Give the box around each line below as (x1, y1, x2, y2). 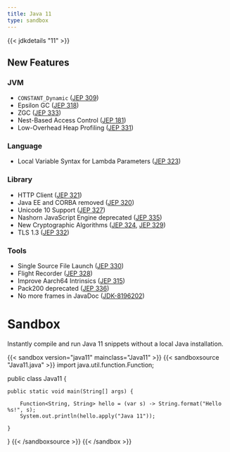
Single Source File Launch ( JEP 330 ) (17, 262, 124, 270)
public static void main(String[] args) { (7, 388, 134, 395)
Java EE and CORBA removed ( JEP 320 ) (17, 198, 135, 206)
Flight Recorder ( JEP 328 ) (17, 269, 93, 278)
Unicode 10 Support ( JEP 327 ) (17, 206, 106, 214)
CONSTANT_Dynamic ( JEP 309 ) (17, 94, 99, 102)
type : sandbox (7, 17, 49, 24)
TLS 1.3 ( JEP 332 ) (17, 228, 70, 237)
